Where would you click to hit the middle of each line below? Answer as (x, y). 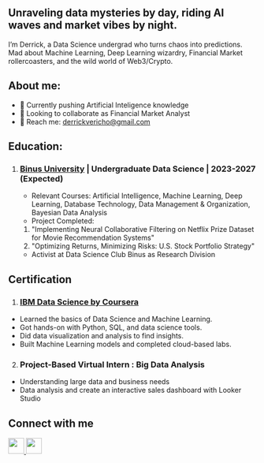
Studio (30, 398)
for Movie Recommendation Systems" (93, 238)
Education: (35, 146)
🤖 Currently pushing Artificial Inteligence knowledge (104, 105)
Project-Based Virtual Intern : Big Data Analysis (112, 364)
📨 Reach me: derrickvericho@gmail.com (85, 121)
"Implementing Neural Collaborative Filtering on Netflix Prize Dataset (143, 230)
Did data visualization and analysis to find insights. (101, 336)
